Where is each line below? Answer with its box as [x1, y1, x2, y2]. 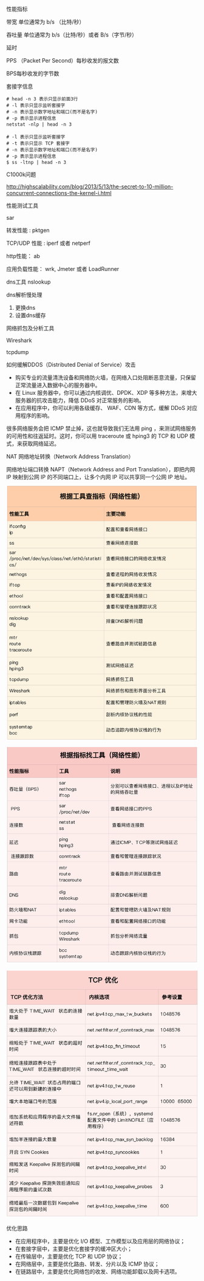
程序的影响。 [20, 412, 53, 419]
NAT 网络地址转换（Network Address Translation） [6, 453, 134, 460]
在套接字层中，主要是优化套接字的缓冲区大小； [15, 1245, 132, 1252]
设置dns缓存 [15, 312, 47, 319]
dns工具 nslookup [6, 278, 51, 285]
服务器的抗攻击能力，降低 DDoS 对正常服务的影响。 [15, 397, 144, 404]
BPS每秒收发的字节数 [6, 70, 59, 77]
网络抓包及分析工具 [6, 324, 55, 332]
